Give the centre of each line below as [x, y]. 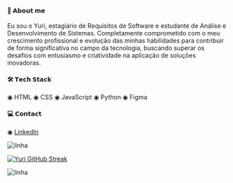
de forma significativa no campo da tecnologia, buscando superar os [106, 48]
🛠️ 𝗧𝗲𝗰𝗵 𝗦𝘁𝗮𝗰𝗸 [30, 79]
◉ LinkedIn [23, 132]
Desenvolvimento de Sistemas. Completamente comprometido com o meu [114, 33]
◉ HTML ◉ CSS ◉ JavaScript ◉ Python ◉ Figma [77, 97]
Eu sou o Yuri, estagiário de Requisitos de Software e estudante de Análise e [117, 26]
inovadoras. [24, 63]
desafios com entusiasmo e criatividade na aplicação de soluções [102, 56]
